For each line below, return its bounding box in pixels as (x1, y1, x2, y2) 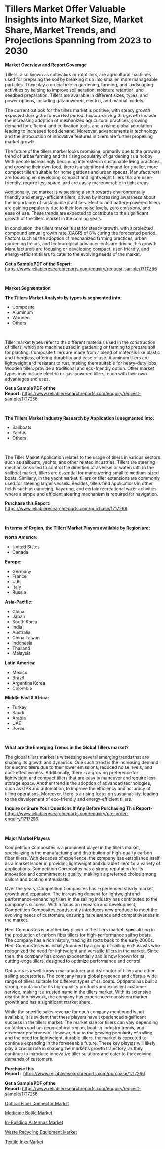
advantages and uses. (5, 376, 50, 382)
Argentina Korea (12, 680, 45, 686)
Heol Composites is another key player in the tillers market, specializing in (5, 926, 155, 932)
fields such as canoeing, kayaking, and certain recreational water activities (5, 485, 157, 492)
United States (12, 544, 40, 550)
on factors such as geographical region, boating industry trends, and (5, 1024, 145, 1030)
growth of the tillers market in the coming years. (5, 215, 102, 221)
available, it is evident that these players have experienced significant (5, 1014, 146, 1020)
